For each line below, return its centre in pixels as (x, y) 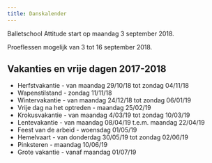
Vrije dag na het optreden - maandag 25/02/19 (84, 108)
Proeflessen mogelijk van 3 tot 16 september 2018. (80, 47)
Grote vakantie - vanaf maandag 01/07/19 (77, 152)
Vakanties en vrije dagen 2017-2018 (87, 69)
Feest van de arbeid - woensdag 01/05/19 (77, 130)
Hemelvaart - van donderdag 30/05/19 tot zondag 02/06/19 (103, 137)
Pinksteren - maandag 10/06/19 (62, 145)
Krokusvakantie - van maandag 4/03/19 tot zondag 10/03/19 (104, 115)
